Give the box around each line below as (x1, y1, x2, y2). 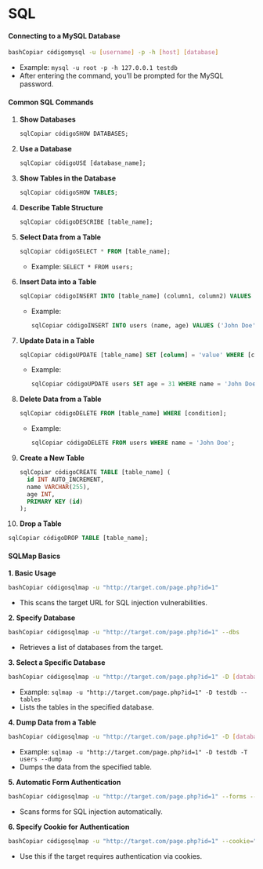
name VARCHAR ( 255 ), (27, 483, 91, 491)
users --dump (19, 755, 63, 763)
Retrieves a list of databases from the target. (19, 643, 164, 652)
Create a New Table (19, 453, 85, 463)
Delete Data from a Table (19, 394, 102, 404)
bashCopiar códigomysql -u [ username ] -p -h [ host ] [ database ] (8, 49, 219, 57)
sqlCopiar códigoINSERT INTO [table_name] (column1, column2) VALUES (19, 292, 252, 300)
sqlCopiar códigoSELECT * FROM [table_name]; (19, 247, 171, 255)
